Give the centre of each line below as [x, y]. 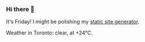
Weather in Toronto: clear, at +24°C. [49, 33]
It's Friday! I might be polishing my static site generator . [73, 22]
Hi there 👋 [20, 9]
